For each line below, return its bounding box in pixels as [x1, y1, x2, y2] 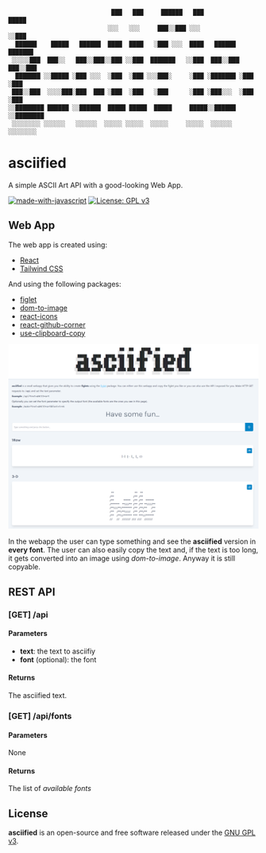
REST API [8, 585, 56, 599]
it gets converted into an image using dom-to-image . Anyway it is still [8, 553, 236, 564]
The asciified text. [8, 691, 67, 700]
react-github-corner [19, 320, 86, 329]
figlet [19, 294, 37, 304]
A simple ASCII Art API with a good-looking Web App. [8, 180, 183, 190]
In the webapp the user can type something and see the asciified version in [8, 537, 256, 546]
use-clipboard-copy [19, 328, 86, 338]
